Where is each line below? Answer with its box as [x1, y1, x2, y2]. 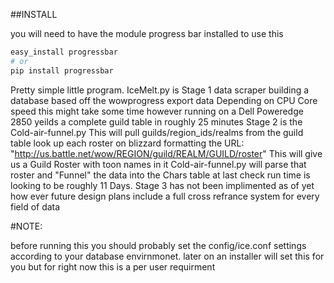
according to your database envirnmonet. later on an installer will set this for [10, 250, 325, 262]
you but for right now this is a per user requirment [10, 260, 216, 273]
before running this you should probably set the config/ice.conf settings [10, 239, 307, 251]
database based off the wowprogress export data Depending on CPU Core [10, 94, 318, 106]
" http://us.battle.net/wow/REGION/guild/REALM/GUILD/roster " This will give [10, 147, 323, 159]
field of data [10, 200, 61, 213]
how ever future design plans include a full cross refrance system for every [10, 190, 320, 202]
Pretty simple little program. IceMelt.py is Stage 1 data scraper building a [10, 84, 310, 96]
